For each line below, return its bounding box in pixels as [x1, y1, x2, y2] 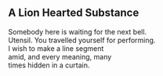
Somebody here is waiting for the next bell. [8, 27, 147, 36]
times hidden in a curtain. [8, 60, 90, 70]
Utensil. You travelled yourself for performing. [8, 35, 156, 45]
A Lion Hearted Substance [8, 6, 139, 20]
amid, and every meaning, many [8, 52, 112, 61]
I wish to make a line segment [8, 43, 104, 53]
